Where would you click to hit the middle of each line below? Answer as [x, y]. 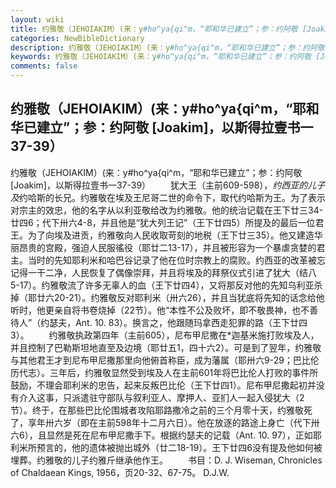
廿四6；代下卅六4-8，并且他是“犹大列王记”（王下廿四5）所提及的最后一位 [163, 222]
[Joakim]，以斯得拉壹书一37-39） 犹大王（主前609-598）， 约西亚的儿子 [168, 185]
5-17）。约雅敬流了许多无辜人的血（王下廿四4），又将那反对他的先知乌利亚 [162, 285]
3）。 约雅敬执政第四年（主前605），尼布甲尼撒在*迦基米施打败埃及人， [165, 335]
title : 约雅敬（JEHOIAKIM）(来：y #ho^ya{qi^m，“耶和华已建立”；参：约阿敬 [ [159, 29]
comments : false [44, 66]
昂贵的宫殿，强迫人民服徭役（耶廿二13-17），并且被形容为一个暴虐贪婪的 [167, 247]
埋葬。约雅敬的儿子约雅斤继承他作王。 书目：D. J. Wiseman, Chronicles [166, 460]
